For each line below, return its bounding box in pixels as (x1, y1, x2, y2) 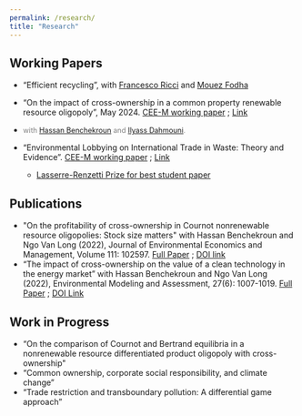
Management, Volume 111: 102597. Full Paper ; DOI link (22, 249, 226, 260)
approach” (22, 396, 63, 407)
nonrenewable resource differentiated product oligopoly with (22, 348, 251, 359)
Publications (9, 196, 83, 211)
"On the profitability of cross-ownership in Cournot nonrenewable (22, 220, 270, 231)
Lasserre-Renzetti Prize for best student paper (35, 169, 211, 180)
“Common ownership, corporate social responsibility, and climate (22, 367, 268, 378)
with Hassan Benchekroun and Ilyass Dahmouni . (22, 126, 186, 136)
